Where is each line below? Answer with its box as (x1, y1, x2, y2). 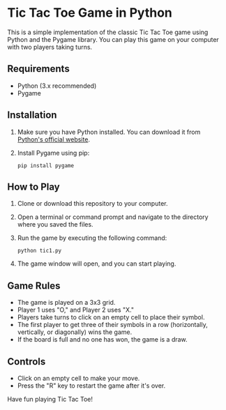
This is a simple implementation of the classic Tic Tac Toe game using (7, 28, 209, 36)
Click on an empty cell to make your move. (17, 374, 140, 382)
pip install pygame (17, 162, 75, 169)
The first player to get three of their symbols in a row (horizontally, (17, 321, 208, 329)
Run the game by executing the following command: (17, 234, 167, 242)
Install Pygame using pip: (17, 149, 90, 157)
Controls (7, 356, 46, 367)
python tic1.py (17, 248, 62, 255)
